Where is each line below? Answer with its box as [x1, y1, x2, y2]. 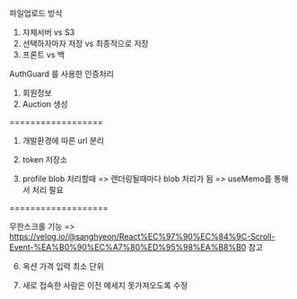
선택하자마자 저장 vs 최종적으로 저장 [22, 39, 150, 48]
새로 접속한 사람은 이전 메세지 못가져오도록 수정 [22, 280, 188, 290]
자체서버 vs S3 [22, 27, 75, 38]
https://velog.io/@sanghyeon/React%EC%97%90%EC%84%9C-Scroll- [9, 232, 275, 242]
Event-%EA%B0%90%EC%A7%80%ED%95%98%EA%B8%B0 [9, 242, 247, 252]
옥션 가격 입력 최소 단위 [22, 261, 105, 271]
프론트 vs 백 [22, 49, 66, 60]
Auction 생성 [22, 99, 69, 110]
